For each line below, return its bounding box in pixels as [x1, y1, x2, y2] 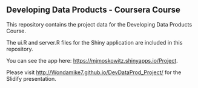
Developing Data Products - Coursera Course [6, 5, 180, 15]
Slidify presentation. [6, 75, 56, 82]
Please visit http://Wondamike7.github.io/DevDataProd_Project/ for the [6, 69, 182, 76]
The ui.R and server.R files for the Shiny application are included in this [6, 39, 183, 46]
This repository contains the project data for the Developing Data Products [6, 20, 193, 28]
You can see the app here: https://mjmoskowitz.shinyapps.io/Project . [6, 57, 179, 64]
